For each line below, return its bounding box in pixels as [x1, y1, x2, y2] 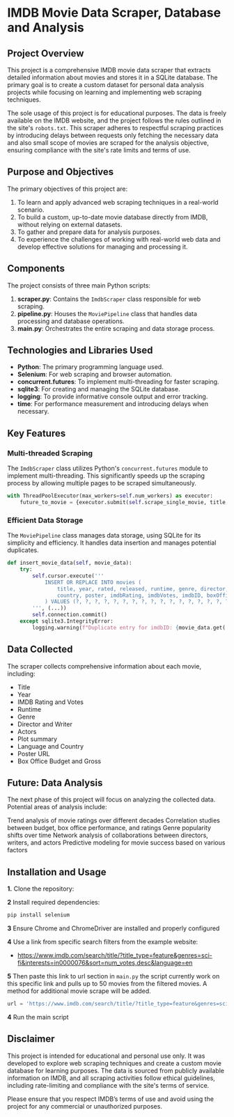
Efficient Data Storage [7, 515, 84, 525]
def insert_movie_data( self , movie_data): [7, 559, 132, 567]
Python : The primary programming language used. [17, 363, 164, 371]
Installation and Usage [7, 866, 107, 878]
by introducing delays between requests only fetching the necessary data [7, 131, 219, 139]
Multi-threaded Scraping [7, 448, 93, 458]
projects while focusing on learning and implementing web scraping [7, 88, 202, 96]
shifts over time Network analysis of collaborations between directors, [7, 831, 209, 840]
